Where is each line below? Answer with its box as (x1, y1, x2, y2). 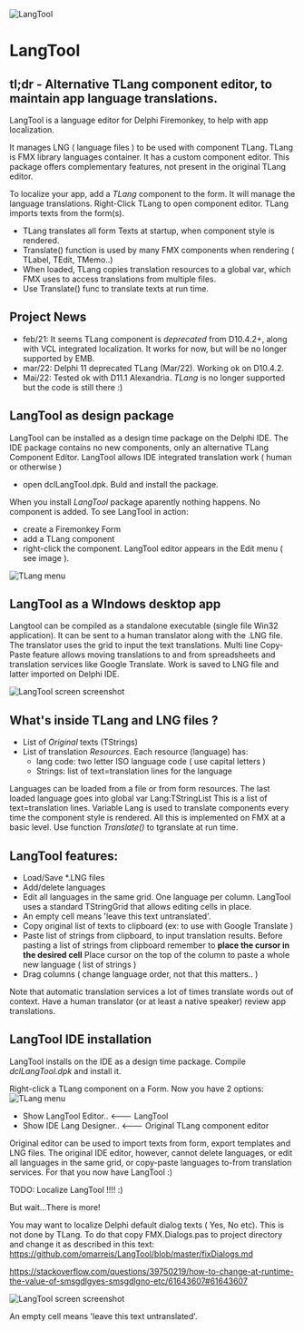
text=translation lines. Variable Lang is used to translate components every (9, 803, 289, 813)
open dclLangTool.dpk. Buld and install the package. (22, 478, 220, 489)
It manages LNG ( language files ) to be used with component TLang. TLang (9, 142, 293, 153)
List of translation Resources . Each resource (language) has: (22, 746, 249, 757)
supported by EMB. (22, 352, 95, 363)
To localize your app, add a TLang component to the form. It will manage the (9, 189, 296, 199)
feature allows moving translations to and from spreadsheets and (32, 649, 276, 660)
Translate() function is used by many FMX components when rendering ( (22, 245, 295, 255)
